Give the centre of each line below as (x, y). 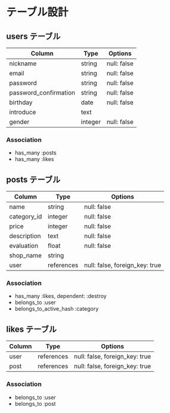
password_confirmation (42, 92)
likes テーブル (32, 329)
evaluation (24, 246)
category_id (26, 217)
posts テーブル (33, 179)
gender (19, 122)
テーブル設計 (37, 12)
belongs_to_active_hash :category (57, 309)
